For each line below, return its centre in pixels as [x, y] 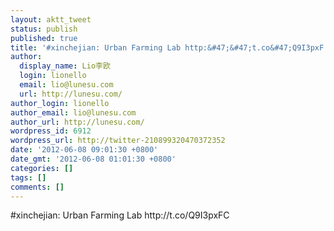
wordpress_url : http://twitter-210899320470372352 [118, 141]
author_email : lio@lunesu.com [73, 112]
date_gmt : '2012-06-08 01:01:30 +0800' [93, 159]
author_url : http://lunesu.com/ [77, 122]
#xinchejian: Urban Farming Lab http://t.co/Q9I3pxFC [120, 215]
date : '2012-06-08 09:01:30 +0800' [84, 150]
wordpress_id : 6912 [51, 131]
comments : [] [37, 187]
